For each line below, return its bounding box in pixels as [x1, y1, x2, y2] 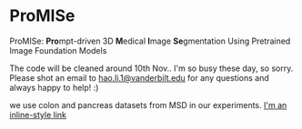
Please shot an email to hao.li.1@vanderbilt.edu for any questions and [9, 72, 270, 83]
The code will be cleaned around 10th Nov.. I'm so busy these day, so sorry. [9, 63, 294, 74]
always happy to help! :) [9, 82, 99, 93]
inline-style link [9, 109, 66, 120]
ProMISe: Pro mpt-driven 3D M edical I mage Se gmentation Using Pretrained [9, 35, 291, 46]
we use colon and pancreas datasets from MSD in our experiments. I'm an [9, 99, 287, 110]
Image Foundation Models [9, 45, 107, 55]
